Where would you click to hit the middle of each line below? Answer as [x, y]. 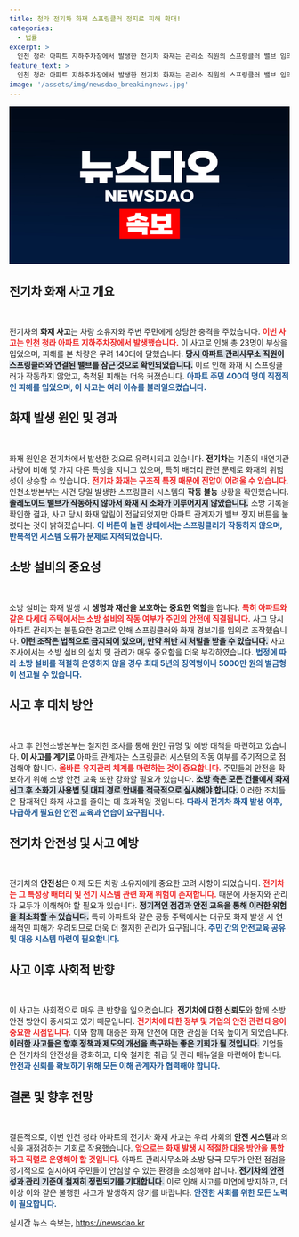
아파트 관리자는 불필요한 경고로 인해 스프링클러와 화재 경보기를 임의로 [129, 630]
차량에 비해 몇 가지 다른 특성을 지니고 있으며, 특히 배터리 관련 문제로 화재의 [138, 469]
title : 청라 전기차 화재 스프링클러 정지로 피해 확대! [95, 19]
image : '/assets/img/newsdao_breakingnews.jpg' [99, 85]
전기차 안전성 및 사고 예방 [74, 843]
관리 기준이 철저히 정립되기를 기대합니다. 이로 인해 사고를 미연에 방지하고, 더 [156, 1181]
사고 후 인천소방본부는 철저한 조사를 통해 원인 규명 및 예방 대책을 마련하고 [136, 745]
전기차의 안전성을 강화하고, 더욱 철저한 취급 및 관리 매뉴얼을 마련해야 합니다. [150, 1054]
